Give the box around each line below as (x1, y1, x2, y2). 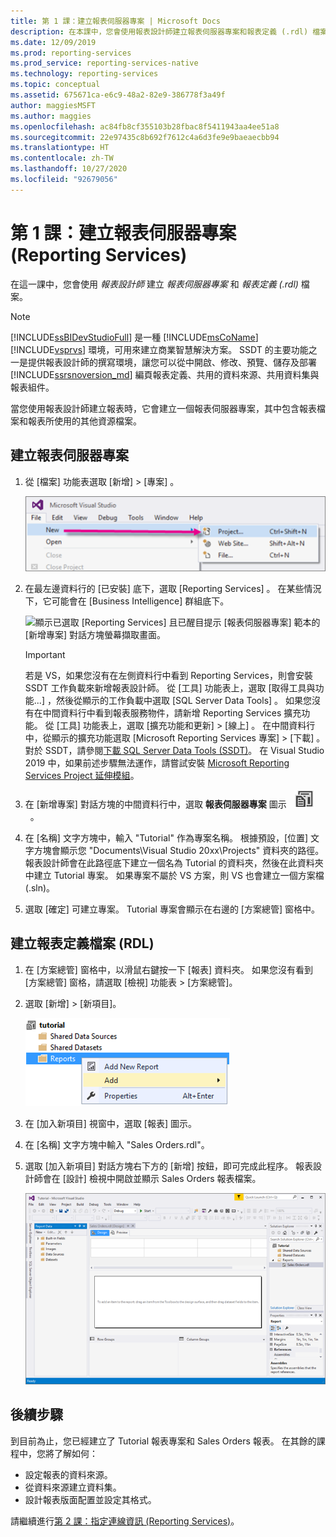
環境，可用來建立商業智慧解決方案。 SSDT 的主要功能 (88, 343, 309, 355)
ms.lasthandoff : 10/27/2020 (10, 164, 128, 174)
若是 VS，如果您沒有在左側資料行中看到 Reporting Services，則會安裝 (24, 670, 313, 682)
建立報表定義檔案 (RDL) (10, 935, 155, 952)
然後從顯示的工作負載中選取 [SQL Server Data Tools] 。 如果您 (55, 695, 313, 707)
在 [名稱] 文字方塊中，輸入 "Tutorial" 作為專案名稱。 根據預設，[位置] (24, 832, 309, 844)
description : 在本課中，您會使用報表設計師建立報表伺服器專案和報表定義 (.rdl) (10, 26, 309, 37)
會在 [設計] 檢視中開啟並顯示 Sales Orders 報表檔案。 (42, 1172, 262, 1184)
